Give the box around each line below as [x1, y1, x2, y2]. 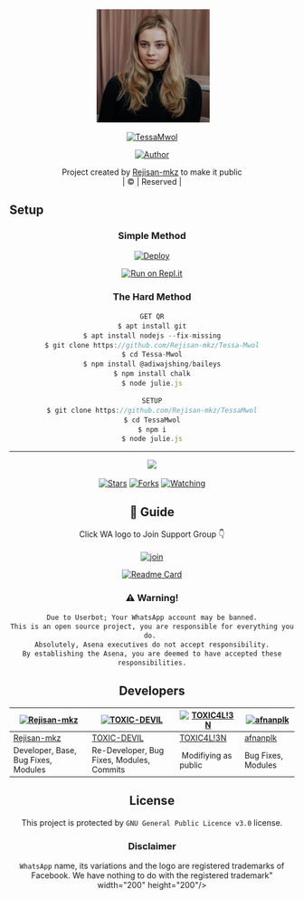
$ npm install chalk [112, 369, 192, 378]
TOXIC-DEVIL [91, 732, 145, 743]
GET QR [139, 311, 165, 320]
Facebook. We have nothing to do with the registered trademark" [31, 869, 273, 881]
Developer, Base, [13, 745, 77, 756]
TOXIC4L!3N [179, 732, 227, 743]
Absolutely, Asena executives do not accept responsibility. [34, 640, 270, 650]
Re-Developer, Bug [91, 745, 165, 756]
